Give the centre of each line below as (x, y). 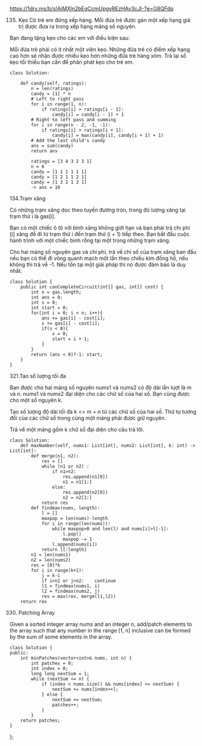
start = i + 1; (70, 339)
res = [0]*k (46, 565)
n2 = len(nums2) (51, 560)
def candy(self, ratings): (54, 83)
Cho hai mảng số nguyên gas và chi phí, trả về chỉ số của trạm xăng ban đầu (103, 252)
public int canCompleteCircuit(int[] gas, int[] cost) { (92, 287)
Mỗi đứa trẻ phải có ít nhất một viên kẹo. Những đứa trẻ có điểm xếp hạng (100, 49)
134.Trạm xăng (28, 198)
